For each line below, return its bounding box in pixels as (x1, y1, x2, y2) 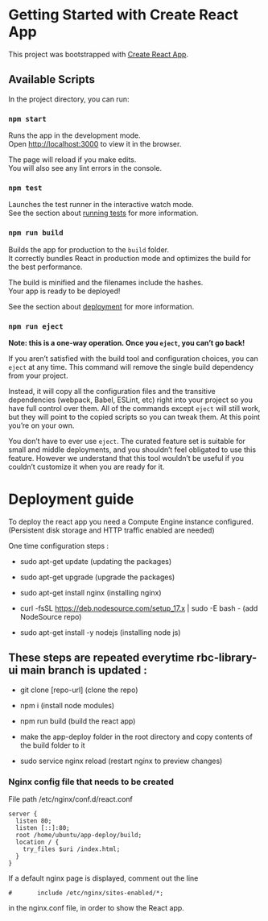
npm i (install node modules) (19, 700, 115, 710)
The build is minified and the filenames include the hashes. (8, 277, 204, 287)
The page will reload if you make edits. (8, 155, 137, 164)
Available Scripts (8, 73, 95, 86)
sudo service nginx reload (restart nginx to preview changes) (19, 756, 223, 765)
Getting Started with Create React (8, 6, 239, 24)
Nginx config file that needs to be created (8, 776, 175, 787)
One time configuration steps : (8, 541, 109, 550)
